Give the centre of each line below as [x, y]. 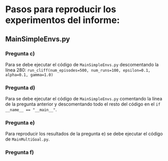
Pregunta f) [20, 152]
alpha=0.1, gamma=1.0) [29, 75]
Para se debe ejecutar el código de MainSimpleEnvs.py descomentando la [82, 64]
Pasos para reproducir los [61, 9]
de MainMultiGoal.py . [27, 139]
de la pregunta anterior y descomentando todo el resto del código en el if [83, 104]
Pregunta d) [20, 88]
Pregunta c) [20, 53]
